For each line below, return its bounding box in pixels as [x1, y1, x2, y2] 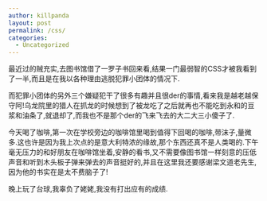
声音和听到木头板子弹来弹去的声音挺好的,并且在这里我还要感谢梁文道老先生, [8, 157, 257, 167]
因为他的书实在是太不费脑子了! [8, 168, 109, 177]
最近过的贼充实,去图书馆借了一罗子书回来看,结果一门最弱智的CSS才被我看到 [8, 64, 257, 74]
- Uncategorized [15, 41, 69, 49]
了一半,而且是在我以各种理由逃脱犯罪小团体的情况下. [8, 74, 181, 83]
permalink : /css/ [8, 26, 66, 34]
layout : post [8, 19, 52, 27]
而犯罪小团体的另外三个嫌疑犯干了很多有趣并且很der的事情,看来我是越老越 [8, 91, 253, 100]
